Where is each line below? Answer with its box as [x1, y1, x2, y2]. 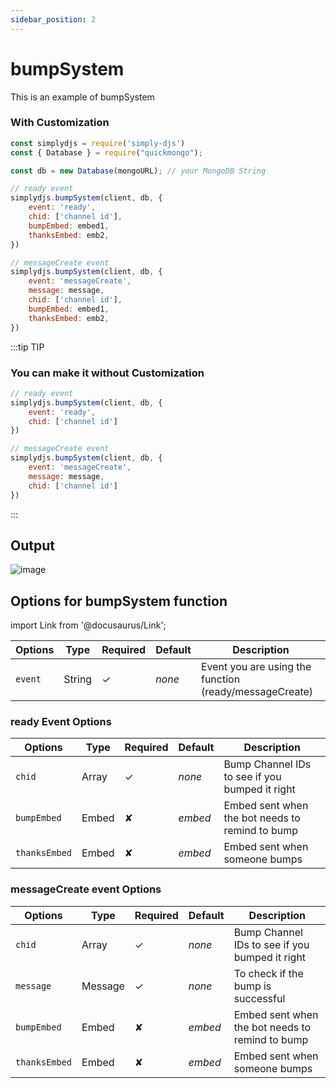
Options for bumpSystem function [10, 592, 228, 610]
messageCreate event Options [10, 882, 162, 896]
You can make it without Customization [10, 366, 205, 380]
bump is [233, 979, 272, 993]
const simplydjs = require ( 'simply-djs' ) [10, 138, 186, 148]
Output [10, 537, 55, 554]
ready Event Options [10, 715, 112, 729]
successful [233, 991, 286, 1005]
